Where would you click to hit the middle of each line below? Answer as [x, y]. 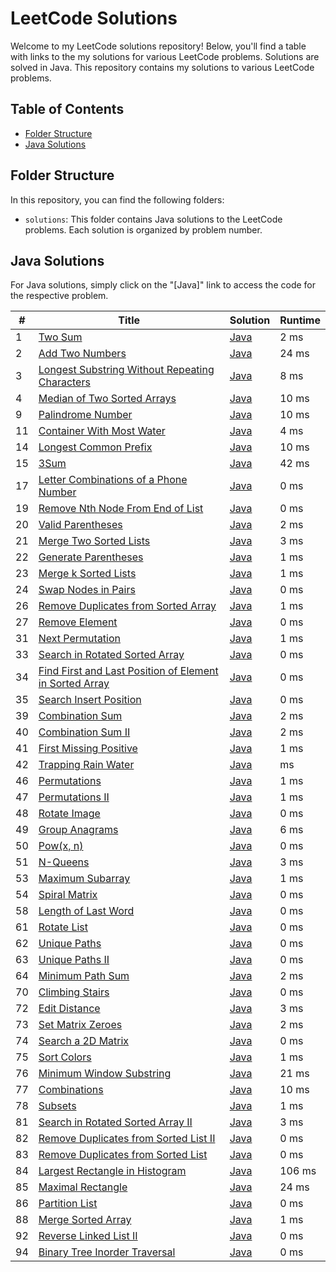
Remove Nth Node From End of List [121, 509]
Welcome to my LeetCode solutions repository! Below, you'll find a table [158, 46]
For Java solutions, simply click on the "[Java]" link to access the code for [163, 285]
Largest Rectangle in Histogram [112, 1171]
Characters [64, 382]
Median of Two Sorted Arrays [107, 399]
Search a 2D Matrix [84, 1041]
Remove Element [78, 622]
